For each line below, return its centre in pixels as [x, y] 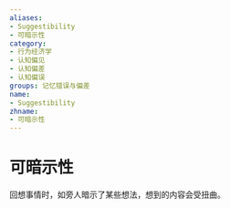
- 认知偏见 [27, 60]
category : [28, 43]
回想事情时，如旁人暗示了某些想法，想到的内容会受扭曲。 [117, 195]
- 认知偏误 [27, 78]
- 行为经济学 [31, 52]
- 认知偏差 [27, 69]
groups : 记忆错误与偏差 [50, 86]
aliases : [26, 18]
